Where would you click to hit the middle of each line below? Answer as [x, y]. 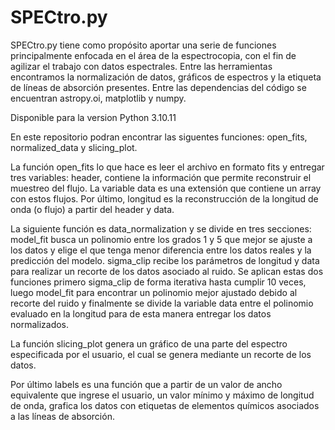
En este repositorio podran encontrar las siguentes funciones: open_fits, [159, 137]
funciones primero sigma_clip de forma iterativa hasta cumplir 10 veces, [158, 282]
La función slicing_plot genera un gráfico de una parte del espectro [149, 343]
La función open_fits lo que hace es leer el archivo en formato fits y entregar [167, 167]
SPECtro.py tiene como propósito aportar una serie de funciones [143, 45]
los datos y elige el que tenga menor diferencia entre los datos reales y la [161, 250]
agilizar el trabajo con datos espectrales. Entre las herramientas [141, 66]
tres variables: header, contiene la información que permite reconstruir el [161, 177]
